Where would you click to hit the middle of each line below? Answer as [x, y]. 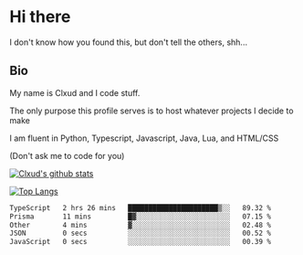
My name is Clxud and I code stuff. [75, 92]
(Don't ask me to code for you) [67, 155]
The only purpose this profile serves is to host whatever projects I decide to [151, 111]
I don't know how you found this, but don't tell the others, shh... [129, 42]
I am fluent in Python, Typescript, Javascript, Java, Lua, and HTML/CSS [144, 138]
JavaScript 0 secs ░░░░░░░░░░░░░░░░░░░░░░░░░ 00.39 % [141, 242]
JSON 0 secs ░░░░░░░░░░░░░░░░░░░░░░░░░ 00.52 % [141, 234]
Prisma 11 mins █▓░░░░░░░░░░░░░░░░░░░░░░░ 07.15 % [141, 217]
